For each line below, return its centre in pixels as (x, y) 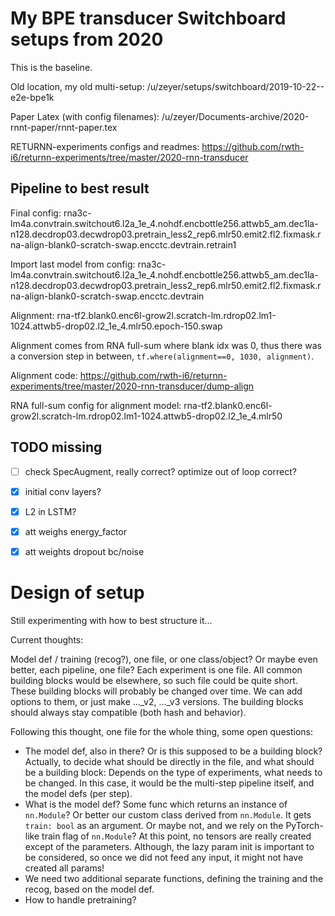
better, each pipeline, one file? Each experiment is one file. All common (156, 669)
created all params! (64, 868)
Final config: (36, 213)
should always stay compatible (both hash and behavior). (128, 712)
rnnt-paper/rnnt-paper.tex (64, 127)
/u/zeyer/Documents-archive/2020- (235, 116)
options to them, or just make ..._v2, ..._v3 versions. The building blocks (157, 701)
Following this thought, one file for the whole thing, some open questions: (161, 731)
